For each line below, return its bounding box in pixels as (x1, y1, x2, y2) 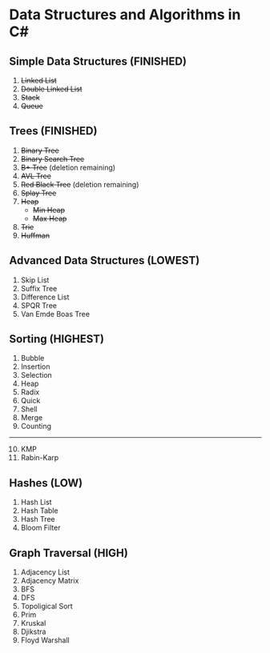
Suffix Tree (20, 283, 58, 293)
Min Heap (32, 205, 65, 214)
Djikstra (20, 627, 46, 637)
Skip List (20, 274, 50, 285)
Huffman (20, 230, 50, 240)
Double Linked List (20, 84, 83, 94)
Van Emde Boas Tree (20, 309, 91, 318)
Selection (20, 371, 53, 380)
